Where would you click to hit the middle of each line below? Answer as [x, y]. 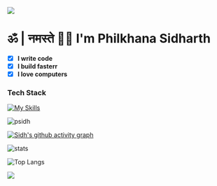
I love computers [42, 74]
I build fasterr [37, 66]
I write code [35, 58]
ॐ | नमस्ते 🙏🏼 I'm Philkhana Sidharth [109, 39]
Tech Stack [27, 93]
